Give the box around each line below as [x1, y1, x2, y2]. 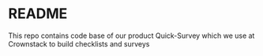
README [8, 5, 68, 23]
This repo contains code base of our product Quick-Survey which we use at [8, 31, 255, 40]
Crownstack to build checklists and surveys [8, 39, 150, 48]
